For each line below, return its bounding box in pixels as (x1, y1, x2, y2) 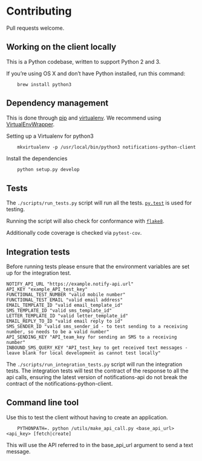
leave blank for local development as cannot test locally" (6, 350, 161, 356)
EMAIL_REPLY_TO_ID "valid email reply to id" (6, 318, 123, 325)
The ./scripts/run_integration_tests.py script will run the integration (6, 361, 183, 368)
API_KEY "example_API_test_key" (6, 286, 88, 292)
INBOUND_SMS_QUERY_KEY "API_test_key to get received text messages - (6, 345, 188, 351)
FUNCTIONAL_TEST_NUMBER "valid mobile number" (6, 292, 126, 298)
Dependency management (6, 98, 109, 109)
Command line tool (6, 397, 79, 408)
